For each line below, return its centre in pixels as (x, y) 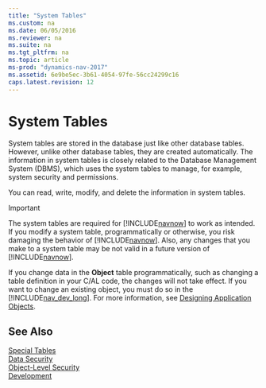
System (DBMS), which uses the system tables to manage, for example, (125, 169)
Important (24, 208)
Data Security (31, 359)
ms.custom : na (32, 23)
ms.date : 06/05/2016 (42, 30)
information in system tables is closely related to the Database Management (132, 161)
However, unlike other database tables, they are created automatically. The (131, 152)
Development (30, 376)
